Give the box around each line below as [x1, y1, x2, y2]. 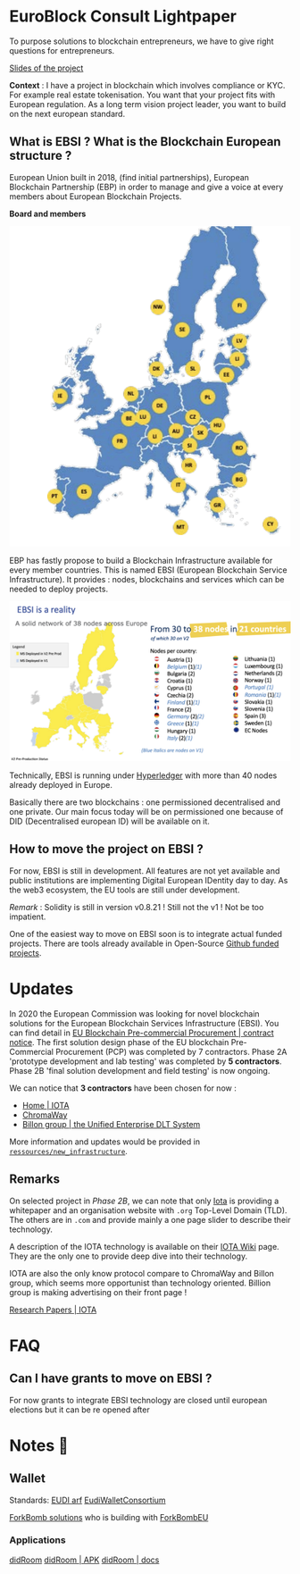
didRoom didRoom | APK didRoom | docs [9, 1554, 160, 1565]
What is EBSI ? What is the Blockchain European [9, 134, 281, 149]
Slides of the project [9, 63, 84, 73]
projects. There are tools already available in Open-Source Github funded [9, 938, 279, 949]
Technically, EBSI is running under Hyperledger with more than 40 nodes [9, 770, 278, 781]
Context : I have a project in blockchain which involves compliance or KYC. [9, 80, 286, 90]
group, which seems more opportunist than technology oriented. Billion [9, 1277, 271, 1288]
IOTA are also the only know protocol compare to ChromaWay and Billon [9, 1268, 275, 1278]
